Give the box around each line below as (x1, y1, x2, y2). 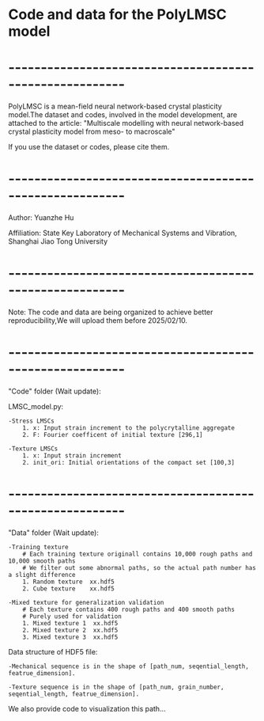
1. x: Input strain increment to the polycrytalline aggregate (22, 423, 236, 432)
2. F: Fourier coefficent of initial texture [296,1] (22, 431, 203, 438)
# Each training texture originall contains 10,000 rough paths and (22, 550, 253, 558)
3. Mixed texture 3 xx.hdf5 (22, 633, 119, 641)
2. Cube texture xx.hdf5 (22, 584, 115, 593)
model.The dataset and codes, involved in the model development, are (8, 110, 238, 120)
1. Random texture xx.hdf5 (22, 578, 115, 586)
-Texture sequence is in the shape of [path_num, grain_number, (8, 683, 224, 691)
